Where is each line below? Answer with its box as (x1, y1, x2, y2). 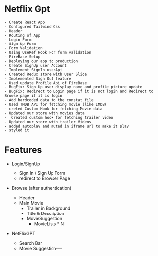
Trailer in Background (26, 205, 71, 211)
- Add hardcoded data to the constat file (4, 97, 94, 102)
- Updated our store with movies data (4, 110, 85, 116)
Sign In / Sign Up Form (19, 170, 65, 176)
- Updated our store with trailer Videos (4, 119, 92, 124)
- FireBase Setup (4, 54, 41, 59)
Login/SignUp (11, 161, 40, 167)
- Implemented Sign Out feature (4, 76, 71, 81)
